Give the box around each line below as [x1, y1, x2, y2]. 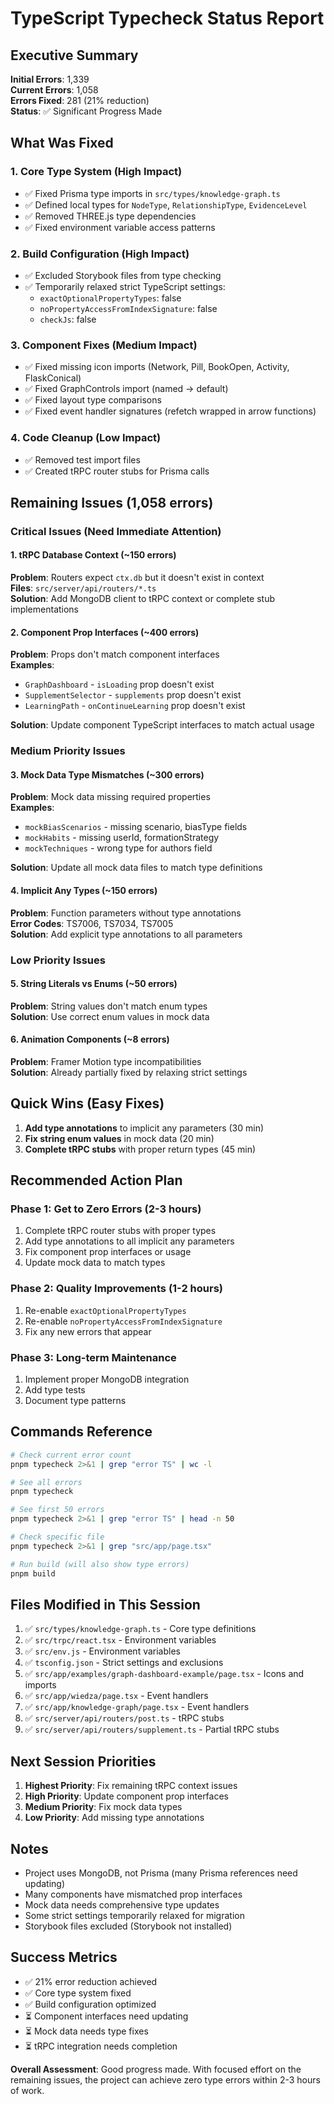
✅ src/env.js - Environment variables [24, 1645, 181, 1657]
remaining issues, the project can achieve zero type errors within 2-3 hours [10, 2073, 321, 2086]
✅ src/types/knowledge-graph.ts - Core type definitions [24, 1623, 257, 1635]
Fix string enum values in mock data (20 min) [24, 1132, 215, 1144]
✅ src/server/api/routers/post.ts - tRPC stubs [24, 1712, 225, 1724]
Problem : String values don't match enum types [10, 1000, 208, 1012]
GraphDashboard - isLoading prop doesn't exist [24, 678, 215, 691]
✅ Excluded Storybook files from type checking [24, 269, 222, 281]
